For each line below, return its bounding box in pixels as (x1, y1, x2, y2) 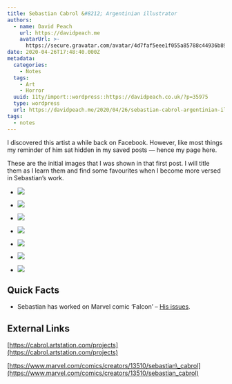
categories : (13, 61, 48, 68)
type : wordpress (13, 100, 60, 107)
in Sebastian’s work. (7, 173, 64, 182)
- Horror (19, 87, 45, 94)
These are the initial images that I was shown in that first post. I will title (7, 159, 210, 167)
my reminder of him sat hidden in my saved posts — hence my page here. (7, 146, 217, 154)
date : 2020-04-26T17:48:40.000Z (7, 49, 100, 56)
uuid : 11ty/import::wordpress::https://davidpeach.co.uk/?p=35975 (13, 94, 209, 101)
